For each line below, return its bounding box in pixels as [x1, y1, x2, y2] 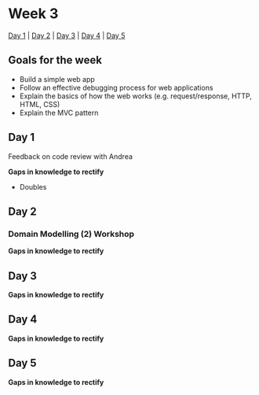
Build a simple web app [19, 74, 96, 83]
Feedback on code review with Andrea [8, 151, 133, 161]
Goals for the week [8, 54, 102, 67]
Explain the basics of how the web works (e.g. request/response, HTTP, [19, 91, 253, 101]
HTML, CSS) [19, 99, 60, 109]
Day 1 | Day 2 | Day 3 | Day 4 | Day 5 [8, 31, 126, 40]
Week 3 [8, 5, 59, 23]
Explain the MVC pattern [19, 108, 99, 117]
